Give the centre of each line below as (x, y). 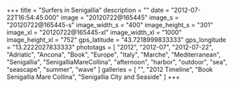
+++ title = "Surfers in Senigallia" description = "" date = (88, 10)
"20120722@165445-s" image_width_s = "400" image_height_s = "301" (110, 25)
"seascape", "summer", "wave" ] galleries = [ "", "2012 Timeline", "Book (110, 69)
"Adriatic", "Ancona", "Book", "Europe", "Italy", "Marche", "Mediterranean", (114, 54)
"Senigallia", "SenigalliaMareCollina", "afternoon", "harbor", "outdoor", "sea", (117, 62)
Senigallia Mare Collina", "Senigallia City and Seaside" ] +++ (93, 77)
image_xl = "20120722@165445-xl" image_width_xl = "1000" (94, 32)
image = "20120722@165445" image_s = (120, 17)
